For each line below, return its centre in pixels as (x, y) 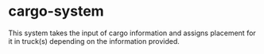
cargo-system (56, 11)
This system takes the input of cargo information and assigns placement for (132, 33)
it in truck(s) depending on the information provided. (94, 41)
